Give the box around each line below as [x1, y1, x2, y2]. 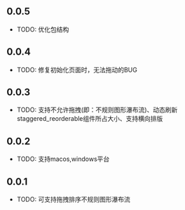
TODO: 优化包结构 [16, 25, 69, 34]
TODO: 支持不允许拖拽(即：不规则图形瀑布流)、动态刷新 [16, 105, 178, 114]
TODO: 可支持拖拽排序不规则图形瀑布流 [16, 195, 130, 204]
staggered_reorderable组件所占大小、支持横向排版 [16, 114, 163, 123]
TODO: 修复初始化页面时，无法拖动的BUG [16, 65, 137, 74]
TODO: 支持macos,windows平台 [16, 155, 110, 164]
